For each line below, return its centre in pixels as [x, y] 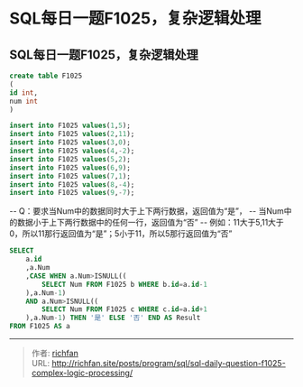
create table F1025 [46, 76]
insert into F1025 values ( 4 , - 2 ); [72, 151]
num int [24, 101]
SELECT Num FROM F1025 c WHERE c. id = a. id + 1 [124, 309]
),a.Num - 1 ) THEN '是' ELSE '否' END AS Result [113, 318]
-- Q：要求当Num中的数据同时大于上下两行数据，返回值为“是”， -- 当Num [147, 211]
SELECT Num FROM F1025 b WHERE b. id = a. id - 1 [124, 284]
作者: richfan [55, 353]
